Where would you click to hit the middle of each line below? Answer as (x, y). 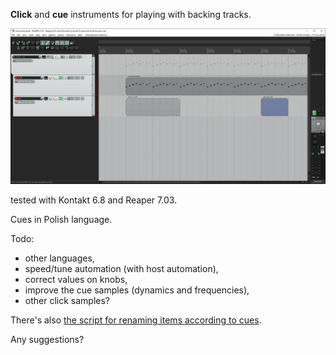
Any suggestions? (47, 340)
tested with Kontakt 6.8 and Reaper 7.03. (94, 200)
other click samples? (67, 301)
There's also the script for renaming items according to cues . (136, 320)
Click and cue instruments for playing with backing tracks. (131, 14)
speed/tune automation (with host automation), (121, 269)
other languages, (59, 258)
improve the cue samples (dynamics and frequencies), (137, 290)
